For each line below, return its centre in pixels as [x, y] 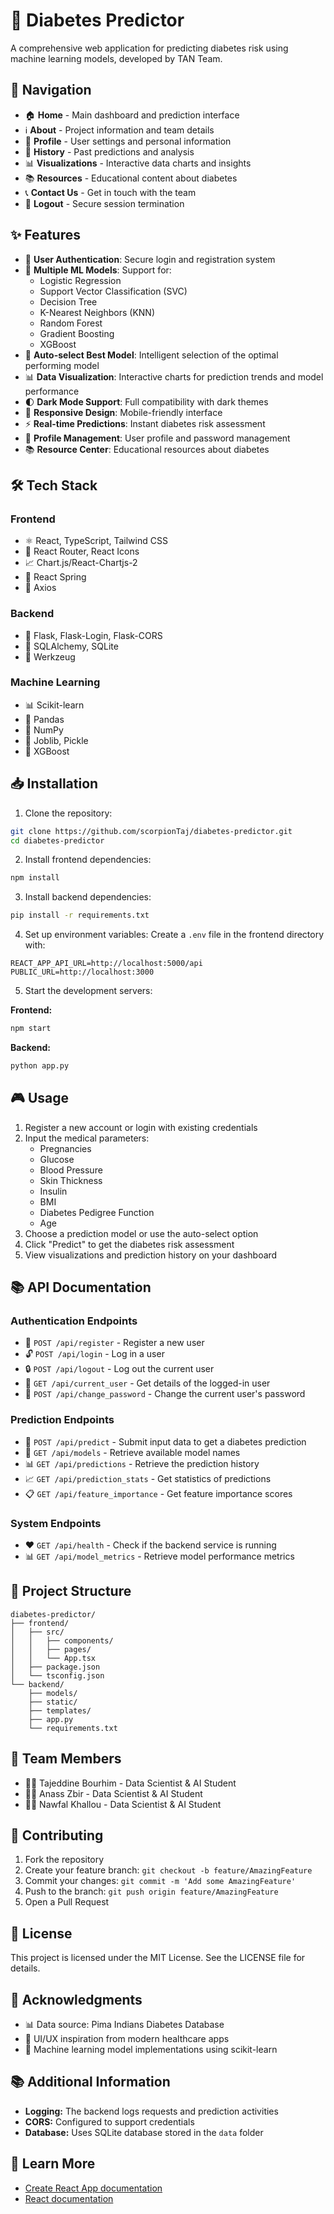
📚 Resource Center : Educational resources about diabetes [147, 449]
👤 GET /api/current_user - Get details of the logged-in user [147, 1383]
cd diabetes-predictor [57, 840]
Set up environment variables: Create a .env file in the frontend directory [174, 935]
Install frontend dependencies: [88, 860]
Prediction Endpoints [62, 1420]
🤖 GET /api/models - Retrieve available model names [132, 1452]
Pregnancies [65, 1148]
